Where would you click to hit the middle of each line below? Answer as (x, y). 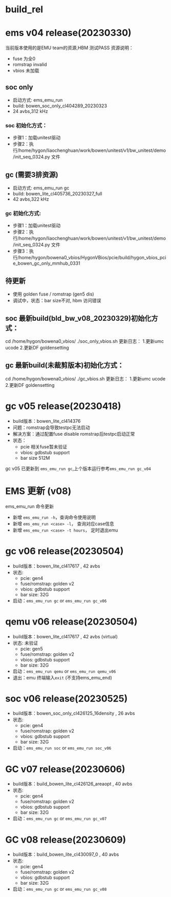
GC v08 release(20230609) (66, 840)
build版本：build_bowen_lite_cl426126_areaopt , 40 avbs (72, 784)
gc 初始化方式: (23, 213)
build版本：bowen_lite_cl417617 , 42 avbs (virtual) (65, 636)
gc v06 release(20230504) (65, 551)
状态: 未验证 (25, 643)
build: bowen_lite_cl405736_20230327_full (57, 194)
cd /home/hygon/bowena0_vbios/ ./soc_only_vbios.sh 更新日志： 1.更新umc (84, 341)
